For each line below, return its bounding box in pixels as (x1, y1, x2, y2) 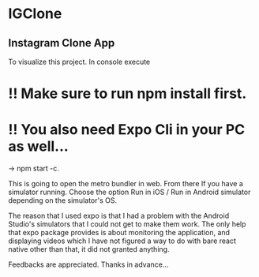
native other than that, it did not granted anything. (8, 245, 170, 254)
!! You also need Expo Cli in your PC (8, 121, 246, 139)
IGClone (8, 5, 62, 23)
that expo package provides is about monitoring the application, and (8, 228, 231, 238)
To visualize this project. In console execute (8, 57, 151, 66)
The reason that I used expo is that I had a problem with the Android (8, 211, 230, 221)
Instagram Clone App (8, 36, 115, 50)
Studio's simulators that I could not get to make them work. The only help (8, 219, 246, 229)
